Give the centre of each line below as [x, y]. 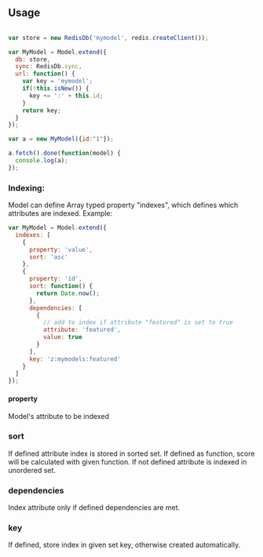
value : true [62, 337]
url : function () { [46, 74]
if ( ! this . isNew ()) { [56, 89]
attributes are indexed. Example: [60, 213]
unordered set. [32, 470]
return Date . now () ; [68, 293]
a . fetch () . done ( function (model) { [65, 153]
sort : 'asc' [48, 257]
